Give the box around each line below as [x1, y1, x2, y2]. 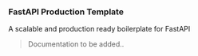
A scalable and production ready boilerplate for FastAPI [8, 24, 191, 34]
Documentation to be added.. [27, 39, 125, 49]
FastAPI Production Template [8, 6, 124, 17]
